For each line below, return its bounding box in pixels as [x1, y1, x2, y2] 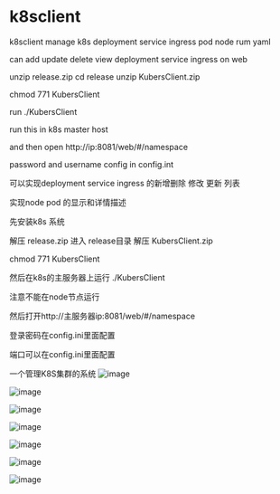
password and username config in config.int [9, 158, 174, 169]
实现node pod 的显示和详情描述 [9, 196, 126, 207]
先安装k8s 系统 [9, 215, 65, 227]
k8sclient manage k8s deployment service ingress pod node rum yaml [9, 36, 271, 47]
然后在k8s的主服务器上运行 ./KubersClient [9, 271, 165, 282]
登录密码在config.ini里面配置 [9, 329, 116, 340]
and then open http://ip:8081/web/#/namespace [9, 141, 188, 152]
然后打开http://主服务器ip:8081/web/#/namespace [9, 310, 196, 321]
